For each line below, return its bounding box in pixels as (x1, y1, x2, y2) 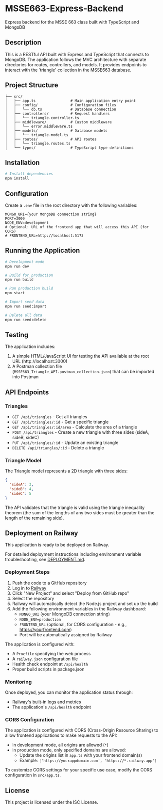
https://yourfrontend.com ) (19, 627, 72, 632)
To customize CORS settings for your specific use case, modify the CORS (5, 767, 152, 773)
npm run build (5, 277, 34, 282)
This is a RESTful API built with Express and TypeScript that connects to (5, 51, 149, 57)
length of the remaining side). (5, 515, 64, 521)
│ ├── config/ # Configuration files (5, 102, 117, 107)
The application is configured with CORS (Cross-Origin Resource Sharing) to (5, 728, 159, 733)
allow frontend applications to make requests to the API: (5, 732, 118, 738)
